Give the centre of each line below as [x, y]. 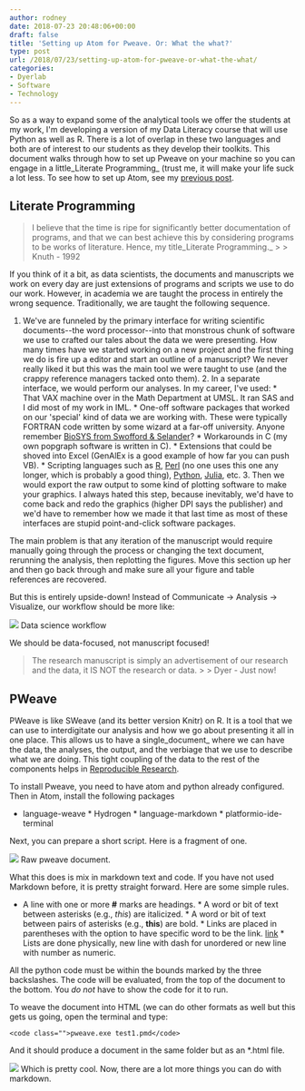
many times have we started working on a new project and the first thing [158, 349]
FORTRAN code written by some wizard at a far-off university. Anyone [154, 427]
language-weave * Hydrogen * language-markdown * [123, 814]
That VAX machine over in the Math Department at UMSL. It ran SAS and [158, 398]
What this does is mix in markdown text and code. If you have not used [142, 878]
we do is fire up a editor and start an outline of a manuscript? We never [155, 359]
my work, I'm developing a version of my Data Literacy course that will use [149, 129]
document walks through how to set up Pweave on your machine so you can [152, 158]
